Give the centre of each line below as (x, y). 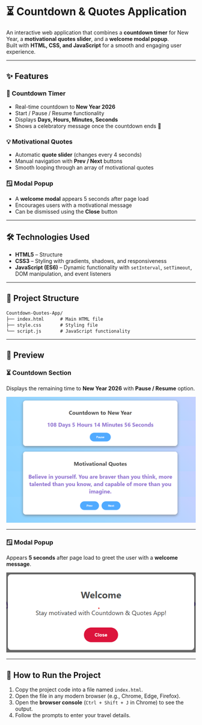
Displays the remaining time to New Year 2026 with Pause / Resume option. (101, 388)
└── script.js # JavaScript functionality (68, 331)
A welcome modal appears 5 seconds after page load (82, 199)
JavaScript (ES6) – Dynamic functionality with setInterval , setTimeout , (103, 268)
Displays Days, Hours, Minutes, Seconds (66, 119)
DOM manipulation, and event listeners (63, 274)
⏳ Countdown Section (39, 373)
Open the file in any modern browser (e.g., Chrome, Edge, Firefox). (98, 696)
